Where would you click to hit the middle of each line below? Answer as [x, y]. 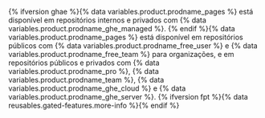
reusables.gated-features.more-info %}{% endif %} [94, 105]
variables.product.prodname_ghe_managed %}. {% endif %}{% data [122, 28]
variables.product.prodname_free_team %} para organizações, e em [121, 54]
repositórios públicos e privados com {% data [84, 63]
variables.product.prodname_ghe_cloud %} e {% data [97, 88]
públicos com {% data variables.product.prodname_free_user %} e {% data [133, 46]
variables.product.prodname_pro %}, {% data [84, 71]
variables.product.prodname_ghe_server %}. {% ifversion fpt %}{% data [128, 97]
